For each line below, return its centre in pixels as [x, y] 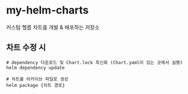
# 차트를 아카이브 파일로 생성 [37, 79]
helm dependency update [36, 68]
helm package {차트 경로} [36, 85]
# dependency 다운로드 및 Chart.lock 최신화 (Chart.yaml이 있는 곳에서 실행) [94, 62]
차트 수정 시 [26, 48]
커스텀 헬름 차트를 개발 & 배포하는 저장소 [53, 27]
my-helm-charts [47, 10]
